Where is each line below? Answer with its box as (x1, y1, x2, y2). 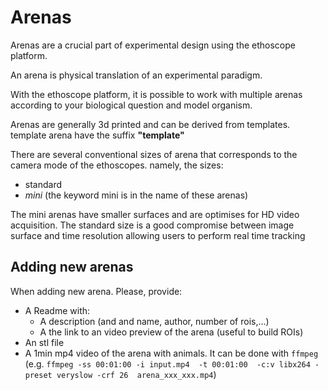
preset (24, 370, 53, 380)
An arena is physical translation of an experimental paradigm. (10, 69, 263, 81)
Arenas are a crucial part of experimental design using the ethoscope (10, 39, 296, 51)
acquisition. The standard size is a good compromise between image (10, 219, 295, 231)
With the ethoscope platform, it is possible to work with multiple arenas (10, 88, 303, 100)
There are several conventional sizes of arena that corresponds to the (10, 148, 298, 160)
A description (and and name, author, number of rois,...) (39, 315, 270, 327)
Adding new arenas (10, 259, 134, 276)
